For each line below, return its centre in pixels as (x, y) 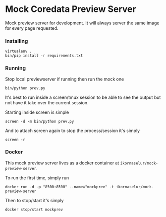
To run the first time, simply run (37, 178)
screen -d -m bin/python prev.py (40, 121)
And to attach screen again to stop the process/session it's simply (73, 131)
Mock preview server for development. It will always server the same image (82, 23)
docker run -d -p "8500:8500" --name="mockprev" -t (59, 187)
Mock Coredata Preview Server (71, 9)
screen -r (15, 140)
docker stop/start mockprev (34, 210)
